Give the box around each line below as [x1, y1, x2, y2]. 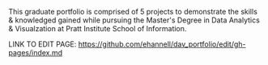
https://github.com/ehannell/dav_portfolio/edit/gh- [78, 39, 246, 49]
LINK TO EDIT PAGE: [8, 39, 77, 49]
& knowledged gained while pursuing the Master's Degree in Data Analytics [8, 15, 261, 25]
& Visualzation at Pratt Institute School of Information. [8, 24, 187, 33]
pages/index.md [8, 48, 63, 57]
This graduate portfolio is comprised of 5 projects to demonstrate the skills [8, 7, 257, 16]
